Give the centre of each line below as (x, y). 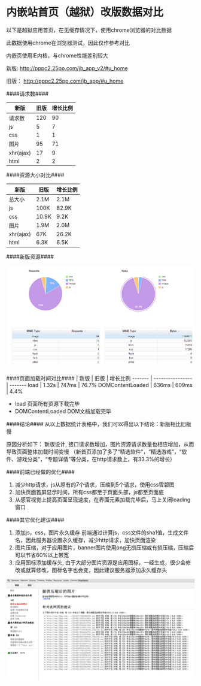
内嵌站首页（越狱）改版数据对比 (85, 12)
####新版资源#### (30, 256)
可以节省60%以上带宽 (42, 555)
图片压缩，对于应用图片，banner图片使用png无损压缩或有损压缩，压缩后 (104, 548)
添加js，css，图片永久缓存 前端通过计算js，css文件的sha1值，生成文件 (102, 533)
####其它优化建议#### (35, 520)
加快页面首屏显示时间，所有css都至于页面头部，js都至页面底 (89, 492)
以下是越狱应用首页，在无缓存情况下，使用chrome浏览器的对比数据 (89, 30)
